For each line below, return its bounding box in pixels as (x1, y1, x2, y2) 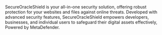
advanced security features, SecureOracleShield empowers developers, (5, 14, 149, 20)
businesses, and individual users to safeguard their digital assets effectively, (5, 19, 158, 25)
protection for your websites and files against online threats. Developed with (5, 9, 158, 15)
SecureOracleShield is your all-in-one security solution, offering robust (5, 4, 147, 10)
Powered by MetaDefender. (5, 24, 60, 30)
